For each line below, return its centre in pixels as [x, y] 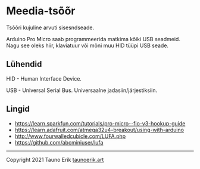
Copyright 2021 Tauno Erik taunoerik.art [55, 159]
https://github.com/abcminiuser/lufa [59, 142]
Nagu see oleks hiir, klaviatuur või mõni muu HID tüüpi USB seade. [87, 45]
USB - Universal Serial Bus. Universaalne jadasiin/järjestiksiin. [82, 90]
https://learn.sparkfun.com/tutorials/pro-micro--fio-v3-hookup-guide [100, 123]
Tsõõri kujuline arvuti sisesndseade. [50, 27]
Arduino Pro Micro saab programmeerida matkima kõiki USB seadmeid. [93, 39]
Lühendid [24, 64]
